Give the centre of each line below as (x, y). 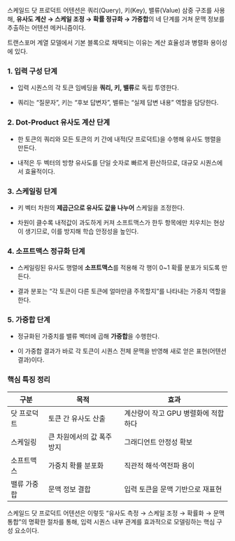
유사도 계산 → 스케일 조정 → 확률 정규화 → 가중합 (83, 19)
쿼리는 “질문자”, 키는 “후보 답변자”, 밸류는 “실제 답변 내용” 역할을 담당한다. (118, 103)
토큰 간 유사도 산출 (77, 418)
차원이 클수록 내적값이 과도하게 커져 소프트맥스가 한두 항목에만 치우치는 (114, 222)
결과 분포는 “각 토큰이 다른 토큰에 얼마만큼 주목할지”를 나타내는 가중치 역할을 (122, 291)
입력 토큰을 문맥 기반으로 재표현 (173, 489)
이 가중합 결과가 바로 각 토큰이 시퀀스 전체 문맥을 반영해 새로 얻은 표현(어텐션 (122, 351)
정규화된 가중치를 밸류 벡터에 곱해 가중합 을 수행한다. (88, 336)
